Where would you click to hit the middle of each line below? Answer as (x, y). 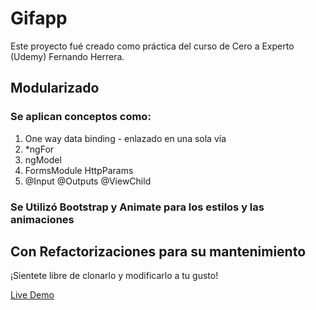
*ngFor (39, 149)
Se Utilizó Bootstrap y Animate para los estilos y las (137, 207)
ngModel (43, 159)
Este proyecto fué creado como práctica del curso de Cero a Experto (152, 46)
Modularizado (55, 88)
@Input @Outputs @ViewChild (88, 181)
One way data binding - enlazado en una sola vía (125, 138)
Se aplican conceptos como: (81, 117)
